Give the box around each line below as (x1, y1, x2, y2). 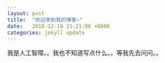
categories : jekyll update (7, 29, 85, 36)
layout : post (7, 10, 45, 17)
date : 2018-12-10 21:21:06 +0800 (7, 23, 110, 29)
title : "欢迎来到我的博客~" (7, 16, 83, 23)
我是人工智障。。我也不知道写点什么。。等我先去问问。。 (7, 49, 162, 57)
